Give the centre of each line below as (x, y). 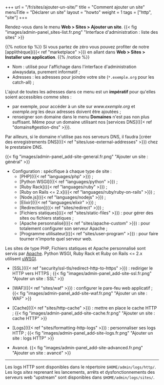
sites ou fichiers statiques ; (47, 218)
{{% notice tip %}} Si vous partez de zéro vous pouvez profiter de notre (77, 47)
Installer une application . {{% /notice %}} (47, 57)
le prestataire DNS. (24, 147)
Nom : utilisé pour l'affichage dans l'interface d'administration (74, 67)
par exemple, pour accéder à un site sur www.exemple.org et (73, 106)
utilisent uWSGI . (21, 259)
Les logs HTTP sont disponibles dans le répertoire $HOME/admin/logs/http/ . (81, 367)
